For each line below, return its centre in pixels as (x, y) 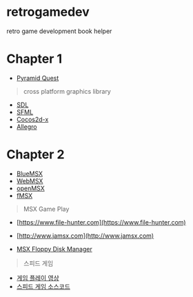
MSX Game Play (46, 209)
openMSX (31, 188)
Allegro (27, 126)
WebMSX (30, 181)
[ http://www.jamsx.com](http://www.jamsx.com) (85, 236)
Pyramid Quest (38, 78)
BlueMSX (29, 174)
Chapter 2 (35, 155)
